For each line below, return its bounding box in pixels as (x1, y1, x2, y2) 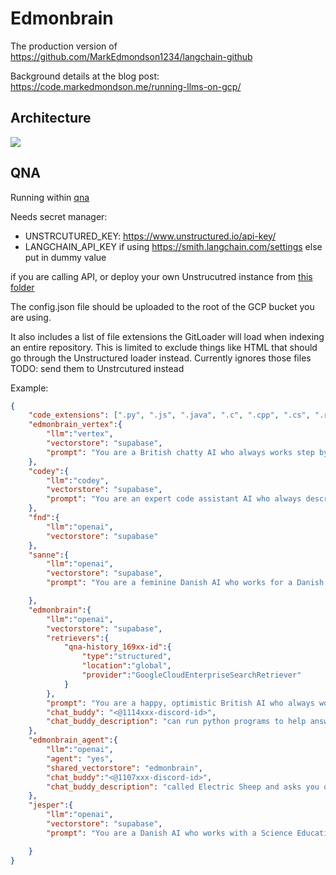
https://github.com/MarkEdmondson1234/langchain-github (10, 50, 253, 62)
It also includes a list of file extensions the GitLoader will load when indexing (10, 330, 325, 342)
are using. (10, 311, 52, 323)
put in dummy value (24, 251, 107, 263)
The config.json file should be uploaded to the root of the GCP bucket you (10, 300, 315, 312)
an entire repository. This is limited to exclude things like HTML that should (10, 341, 318, 353)
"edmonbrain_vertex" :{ (28, 420, 123, 430)
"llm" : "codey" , (46, 475, 110, 486)
